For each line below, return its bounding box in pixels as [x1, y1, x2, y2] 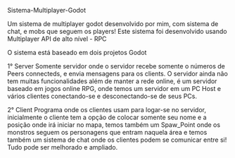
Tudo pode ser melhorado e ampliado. [7, 143, 118, 151]
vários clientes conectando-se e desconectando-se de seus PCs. [7, 92, 197, 100]
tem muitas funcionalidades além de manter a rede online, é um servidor [7, 77, 217, 85]
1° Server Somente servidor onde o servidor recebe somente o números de [7, 62, 225, 70]
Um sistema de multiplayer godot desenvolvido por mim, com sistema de [7, 20, 219, 28]
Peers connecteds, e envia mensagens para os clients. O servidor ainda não [7, 70, 229, 78]
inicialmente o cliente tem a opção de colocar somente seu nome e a [7, 113, 207, 121]
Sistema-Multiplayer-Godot [7, 6, 87, 14]
